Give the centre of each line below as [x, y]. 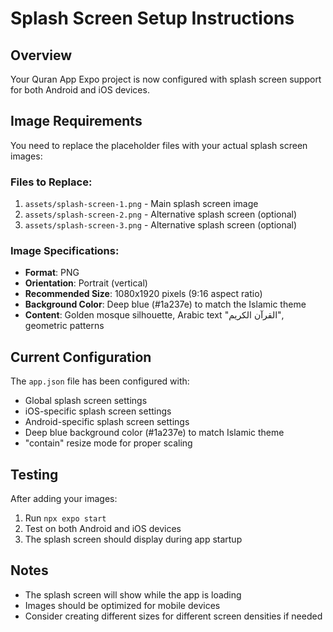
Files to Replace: [51, 182]
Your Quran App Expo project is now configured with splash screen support [166, 79]
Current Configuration [81, 357]
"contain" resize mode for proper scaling [108, 443]
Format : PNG [52, 273]
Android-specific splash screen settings [107, 422]
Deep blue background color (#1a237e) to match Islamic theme [154, 433]
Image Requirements [76, 121]
